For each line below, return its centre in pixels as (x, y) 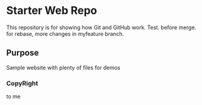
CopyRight (22, 83)
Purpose (23, 53)
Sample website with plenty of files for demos (64, 67)
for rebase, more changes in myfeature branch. (65, 33)
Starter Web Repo (52, 11)
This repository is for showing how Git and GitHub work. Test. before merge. (101, 27)
